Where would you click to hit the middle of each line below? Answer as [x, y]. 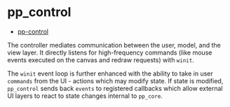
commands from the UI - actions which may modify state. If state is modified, [115, 80]
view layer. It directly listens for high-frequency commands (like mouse [110, 52]
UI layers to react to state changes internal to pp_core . [85, 96]
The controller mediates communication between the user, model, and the [114, 45]
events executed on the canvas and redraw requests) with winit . [101, 59]
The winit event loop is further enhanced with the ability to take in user [110, 73]
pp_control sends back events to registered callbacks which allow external [115, 88]
